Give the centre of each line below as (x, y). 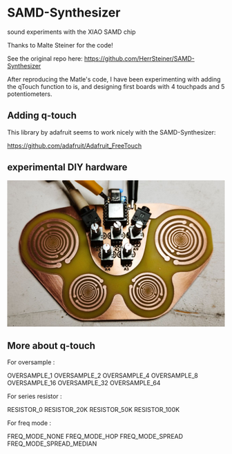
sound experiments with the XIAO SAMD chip (71, 32)
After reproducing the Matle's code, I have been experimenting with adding (114, 79)
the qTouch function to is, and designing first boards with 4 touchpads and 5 (116, 86)
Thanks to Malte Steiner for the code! (60, 45)
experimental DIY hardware (67, 167)
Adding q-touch (42, 116)
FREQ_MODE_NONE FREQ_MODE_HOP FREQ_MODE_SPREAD (95, 437)
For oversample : (31, 362)
